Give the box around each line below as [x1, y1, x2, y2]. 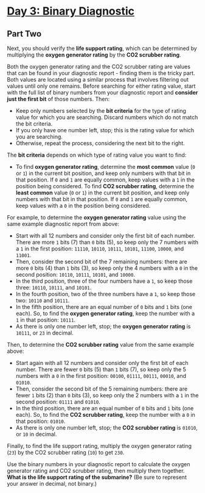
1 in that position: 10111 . [15, 316, 75, 324]
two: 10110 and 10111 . [15, 297, 70, 304]
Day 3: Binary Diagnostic [7, 4, 135, 18]
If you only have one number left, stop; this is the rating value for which [15, 127, 195, 133]
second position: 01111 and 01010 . [15, 398, 101, 405]
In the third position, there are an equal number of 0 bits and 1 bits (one [15, 405, 194, 412]
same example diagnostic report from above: [7, 221, 119, 227]
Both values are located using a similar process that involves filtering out [7, 76, 189, 83]
